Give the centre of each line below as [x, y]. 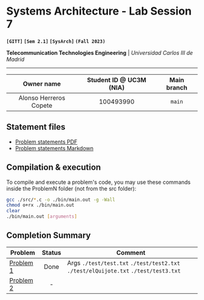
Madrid [15, 59]
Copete [42, 105]
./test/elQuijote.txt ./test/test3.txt [124, 271]
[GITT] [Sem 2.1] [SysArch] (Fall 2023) [56, 41]
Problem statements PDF [46, 142]
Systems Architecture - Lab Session [99, 11]
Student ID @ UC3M [117, 80]
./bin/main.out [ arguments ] [42, 217]
